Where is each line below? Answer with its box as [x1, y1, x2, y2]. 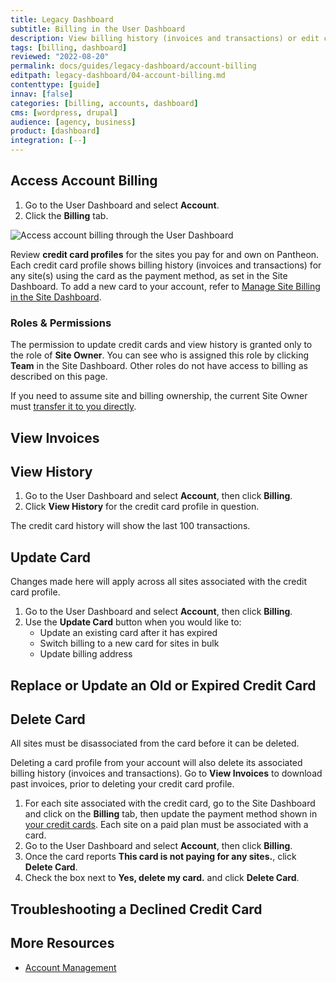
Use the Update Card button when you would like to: [24, 616, 242, 628]
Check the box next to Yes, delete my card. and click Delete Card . [24, 872, 300, 884]
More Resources [10, 935, 115, 952]
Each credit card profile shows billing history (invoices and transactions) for [10, 259, 322, 271]
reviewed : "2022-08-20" [10, 52, 110, 62]
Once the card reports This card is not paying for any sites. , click [24, 851, 297, 863]
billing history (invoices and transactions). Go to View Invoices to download [10, 767, 323, 780]
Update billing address [39, 648, 133, 660]
